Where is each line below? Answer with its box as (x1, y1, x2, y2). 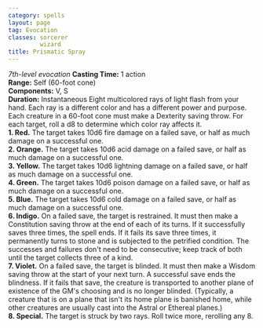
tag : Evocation (8, 26, 58, 34)
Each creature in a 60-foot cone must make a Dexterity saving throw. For (8, 111, 243, 120)
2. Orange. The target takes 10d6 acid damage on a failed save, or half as (8, 144, 247, 154)
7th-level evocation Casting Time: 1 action (8, 70, 146, 78)
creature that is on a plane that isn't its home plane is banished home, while (8, 295, 253, 304)
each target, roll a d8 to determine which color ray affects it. (8, 119, 203, 129)
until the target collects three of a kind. (8, 253, 133, 262)
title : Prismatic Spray (8, 48, 86, 56)
